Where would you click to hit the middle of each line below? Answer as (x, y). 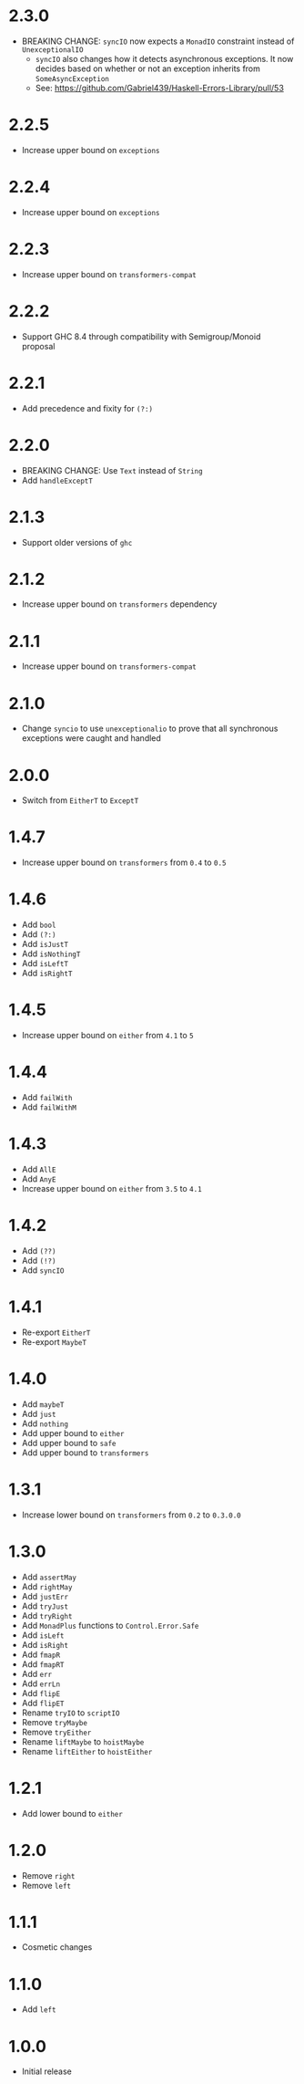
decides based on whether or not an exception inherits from (148, 68)
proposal (38, 346)
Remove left (46, 1885)
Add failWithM (49, 1107)
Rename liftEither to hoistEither (87, 1751)
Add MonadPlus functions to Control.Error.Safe (110, 1625)
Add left (39, 2009)
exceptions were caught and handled (91, 738)
